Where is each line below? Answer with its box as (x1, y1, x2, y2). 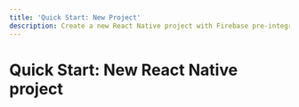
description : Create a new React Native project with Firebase (9, 21, 249, 30)
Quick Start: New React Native (9, 60, 238, 80)
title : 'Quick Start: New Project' (9, 12, 141, 22)
